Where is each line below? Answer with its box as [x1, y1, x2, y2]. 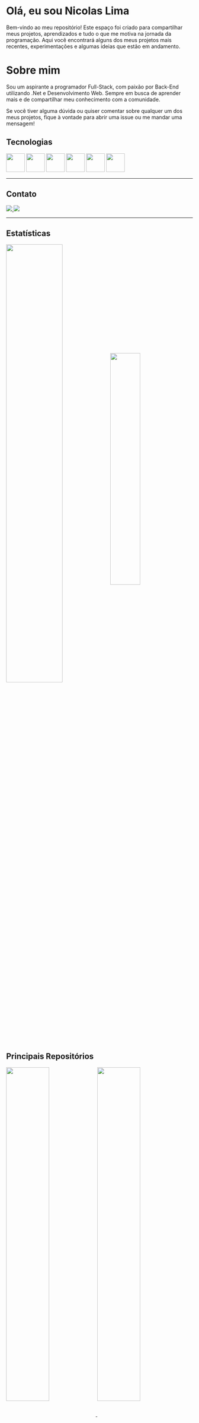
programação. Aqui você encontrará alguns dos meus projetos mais [6, 36, 172, 43]
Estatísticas [6, 228, 51, 238]
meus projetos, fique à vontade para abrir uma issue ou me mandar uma [6, 113, 182, 121]
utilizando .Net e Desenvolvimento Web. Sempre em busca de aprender [6, 89, 181, 96]
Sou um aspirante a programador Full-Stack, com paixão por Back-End [6, 83, 179, 90]
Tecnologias [6, 137, 53, 147]
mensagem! [6, 120, 35, 127]
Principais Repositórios [6, 1051, 94, 1061]
